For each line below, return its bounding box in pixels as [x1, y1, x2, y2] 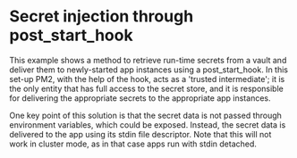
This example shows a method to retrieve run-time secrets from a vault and [9, 54, 287, 65]
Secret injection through [9, 6, 194, 27]
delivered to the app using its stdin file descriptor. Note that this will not [9, 129, 272, 139]
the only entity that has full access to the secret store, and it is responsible [9, 83, 284, 94]
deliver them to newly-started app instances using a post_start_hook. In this [9, 64, 289, 75]
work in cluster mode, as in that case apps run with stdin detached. [9, 138, 258, 149]
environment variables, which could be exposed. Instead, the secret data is [9, 119, 286, 130]
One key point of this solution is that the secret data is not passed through [9, 110, 282, 121]
